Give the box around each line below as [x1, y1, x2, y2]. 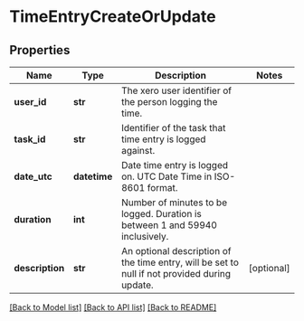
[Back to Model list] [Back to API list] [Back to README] [9, 302, 217, 313]
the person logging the [120, 96, 218, 108]
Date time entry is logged [120, 159, 229, 171]
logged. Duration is [120, 208, 202, 220]
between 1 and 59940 [120, 219, 217, 231]
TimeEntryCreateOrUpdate [9, 6, 216, 27]
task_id [14, 133, 46, 146]
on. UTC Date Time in [120, 170, 213, 183]
